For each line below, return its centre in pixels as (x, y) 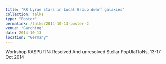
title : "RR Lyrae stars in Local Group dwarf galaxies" (65, 10)
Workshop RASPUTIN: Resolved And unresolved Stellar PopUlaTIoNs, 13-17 (83, 52)
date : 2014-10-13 (23, 33)
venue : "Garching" (24, 28)
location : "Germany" (27, 38)
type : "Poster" (21, 19)
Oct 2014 (15, 57)
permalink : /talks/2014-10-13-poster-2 (47, 24)
